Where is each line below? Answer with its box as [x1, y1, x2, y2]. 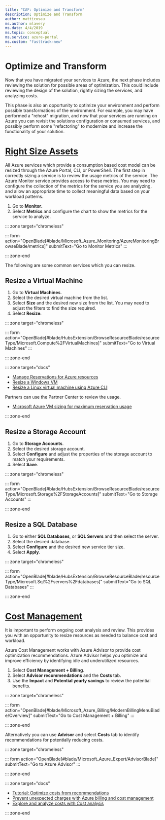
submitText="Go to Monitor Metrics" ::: [49, 243, 128, 249]
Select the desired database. [12, 539, 71, 545]
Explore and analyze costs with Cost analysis [12, 800, 104, 806]
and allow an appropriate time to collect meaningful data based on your [5, 188, 150, 194]
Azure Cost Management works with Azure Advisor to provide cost [5, 647, 141, 653]
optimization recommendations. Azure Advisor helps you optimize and [5, 652, 148, 658]
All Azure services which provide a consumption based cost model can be [5, 162, 156, 168]
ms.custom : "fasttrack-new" [5, 39, 63, 44]
